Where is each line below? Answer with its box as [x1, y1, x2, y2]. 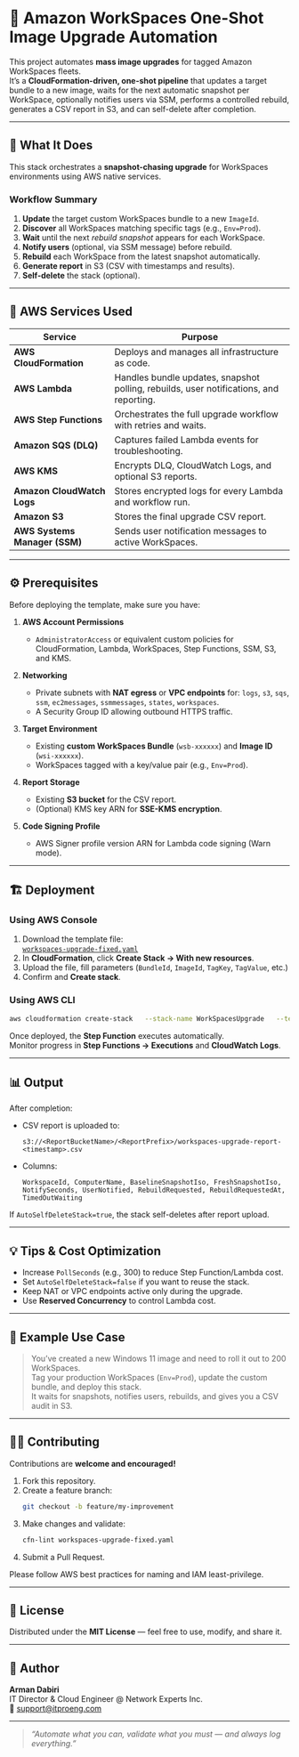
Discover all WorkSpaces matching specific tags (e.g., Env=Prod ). [21, 223, 262, 234]
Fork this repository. [21, 1475, 96, 1486]
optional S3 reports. [114, 470, 198, 482]
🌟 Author [9, 1660, 60, 1676]
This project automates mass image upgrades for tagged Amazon [9, 56, 252, 67]
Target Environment [21, 723, 98, 733]
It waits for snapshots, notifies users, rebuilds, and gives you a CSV [30, 1390, 279, 1401]
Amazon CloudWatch [13, 484, 106, 497]
